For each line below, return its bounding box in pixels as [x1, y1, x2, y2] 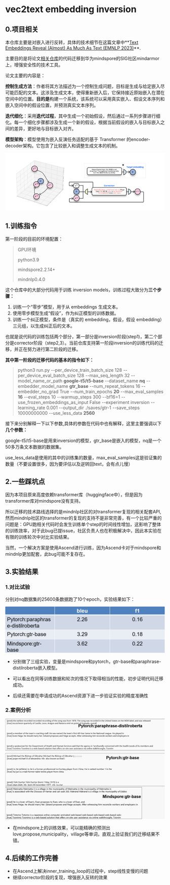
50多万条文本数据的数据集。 [5, 444, 64, 450]
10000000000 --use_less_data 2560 [17, 410, 95, 416]
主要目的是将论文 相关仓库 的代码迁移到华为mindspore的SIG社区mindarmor [5, 56, 160, 61]
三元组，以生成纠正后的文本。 [12, 323, 75, 329]
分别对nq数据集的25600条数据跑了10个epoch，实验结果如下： [5, 596, 135, 602]
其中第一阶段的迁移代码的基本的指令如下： [5, 357, 94, 363]
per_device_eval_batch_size [17, 373, 76, 379]
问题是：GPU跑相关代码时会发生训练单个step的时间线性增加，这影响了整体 [5, 521, 161, 527]
